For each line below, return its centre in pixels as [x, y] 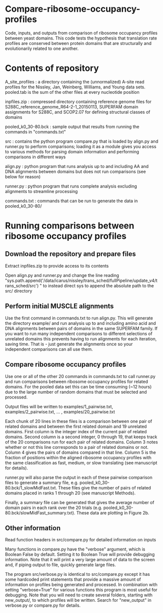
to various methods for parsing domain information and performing [72, 151]
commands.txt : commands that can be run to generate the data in [71, 201]
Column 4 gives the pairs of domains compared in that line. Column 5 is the [81, 452]
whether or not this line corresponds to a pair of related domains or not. [77, 447]
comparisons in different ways [35, 157]
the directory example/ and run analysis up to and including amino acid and [81, 323]
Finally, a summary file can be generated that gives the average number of [80, 502]
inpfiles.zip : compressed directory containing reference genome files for [78, 102]
